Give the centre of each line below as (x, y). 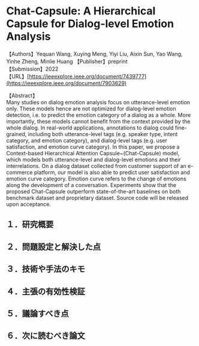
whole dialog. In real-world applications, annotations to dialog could (90, 128)
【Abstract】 (22, 95)
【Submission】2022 (32, 69)
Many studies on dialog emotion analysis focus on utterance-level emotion (98, 102)
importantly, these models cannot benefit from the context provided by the (98, 121)
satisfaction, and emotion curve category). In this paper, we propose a (93, 147)
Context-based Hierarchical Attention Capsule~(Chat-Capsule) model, (93, 153)
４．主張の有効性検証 (46, 291)
